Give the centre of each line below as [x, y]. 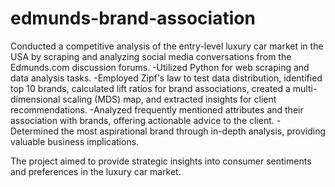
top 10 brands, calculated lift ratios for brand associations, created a [150, 88]
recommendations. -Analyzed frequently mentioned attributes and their [157, 109]
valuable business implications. [75, 141]
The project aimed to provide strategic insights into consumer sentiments [161, 161]
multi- [305, 88]
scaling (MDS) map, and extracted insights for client [169, 99]
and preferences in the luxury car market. [96, 171]
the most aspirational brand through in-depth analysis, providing [193, 131]
